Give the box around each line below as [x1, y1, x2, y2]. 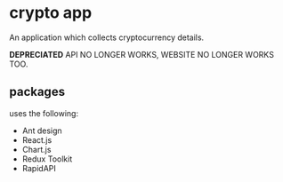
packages [9, 84, 65, 99]
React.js [21, 134, 53, 145]
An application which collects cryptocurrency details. [9, 32, 205, 43]
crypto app [9, 3, 93, 23]
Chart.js [21, 144, 52, 154]
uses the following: [9, 107, 78, 118]
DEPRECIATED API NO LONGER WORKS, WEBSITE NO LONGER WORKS [9, 49, 274, 59]
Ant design [21, 125, 62, 136]
